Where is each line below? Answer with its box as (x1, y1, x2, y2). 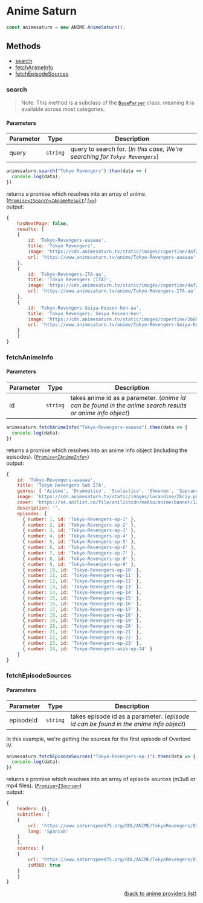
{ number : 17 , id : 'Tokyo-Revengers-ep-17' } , (22, 606, 142, 613)
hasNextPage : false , (17, 220, 69, 227)
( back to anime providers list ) (123, 890, 197, 898)
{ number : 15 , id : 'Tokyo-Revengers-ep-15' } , (22, 595, 142, 601)
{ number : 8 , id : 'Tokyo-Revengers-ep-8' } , (22, 556, 137, 562)
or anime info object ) (70, 409, 130, 417)
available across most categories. (21, 105, 105, 113)
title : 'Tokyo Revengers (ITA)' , (28, 277, 112, 283)
